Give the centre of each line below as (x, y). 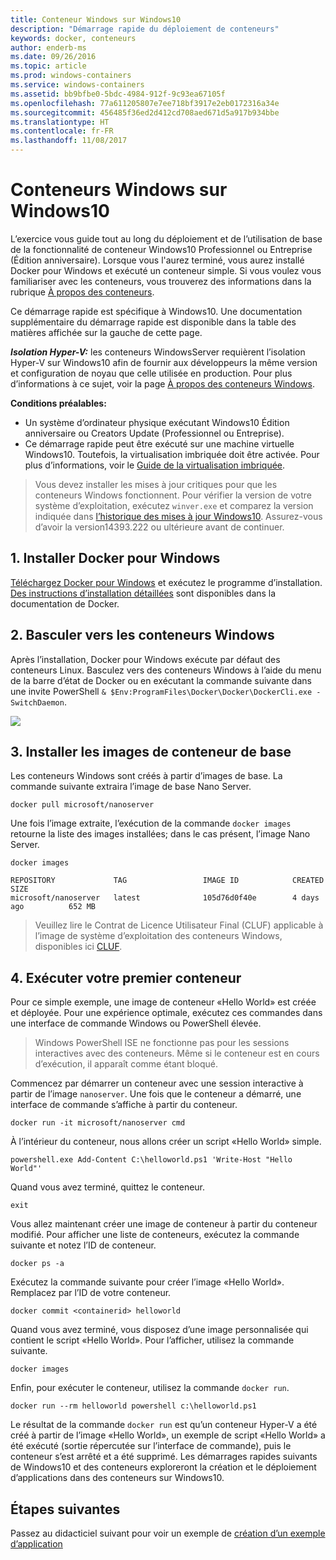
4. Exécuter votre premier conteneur (126, 977)
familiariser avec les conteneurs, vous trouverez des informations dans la (161, 281)
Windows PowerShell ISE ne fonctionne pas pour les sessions (162, 1043)
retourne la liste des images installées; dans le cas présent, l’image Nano (160, 834)
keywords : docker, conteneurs (73, 38)
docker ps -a (37, 1264)
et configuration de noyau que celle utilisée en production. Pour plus (151, 373)
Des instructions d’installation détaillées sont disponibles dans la (143, 593)
